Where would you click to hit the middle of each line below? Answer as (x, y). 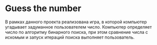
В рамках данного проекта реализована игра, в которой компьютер (76, 22)
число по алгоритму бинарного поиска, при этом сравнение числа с (77, 32)
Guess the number (43, 8)
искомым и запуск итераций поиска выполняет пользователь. (70, 37)
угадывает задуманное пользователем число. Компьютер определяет (78, 27)
